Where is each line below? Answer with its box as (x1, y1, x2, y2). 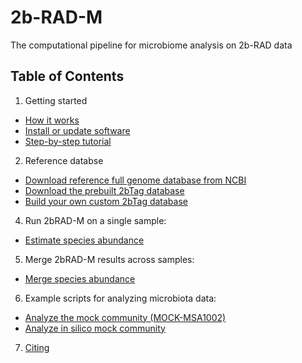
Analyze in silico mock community (24, 322, 166, 334)
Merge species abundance (24, 272, 136, 285)
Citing (24, 341, 50, 353)
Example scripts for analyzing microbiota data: (24, 292, 217, 304)
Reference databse (24, 154, 104, 166)
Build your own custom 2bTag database (24, 195, 188, 207)
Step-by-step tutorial (24, 135, 112, 147)
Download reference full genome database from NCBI (24, 174, 247, 186)
